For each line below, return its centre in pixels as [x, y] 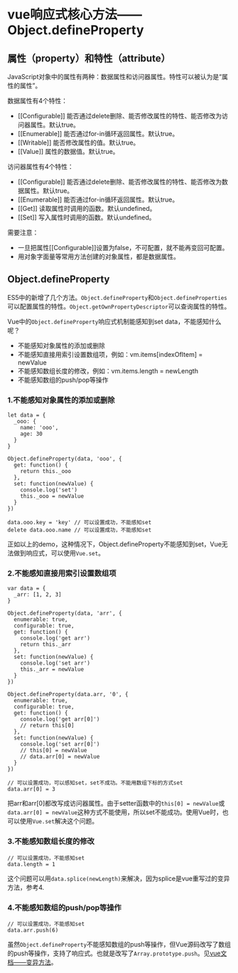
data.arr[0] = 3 [31, 789]
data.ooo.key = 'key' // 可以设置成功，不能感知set [80, 523]
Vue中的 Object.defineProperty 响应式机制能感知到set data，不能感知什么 [114, 321]
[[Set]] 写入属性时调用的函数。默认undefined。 [86, 217]
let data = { [27, 415]
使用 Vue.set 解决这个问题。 [59, 821]
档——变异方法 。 [32, 962]
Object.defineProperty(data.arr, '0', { [68, 694]
